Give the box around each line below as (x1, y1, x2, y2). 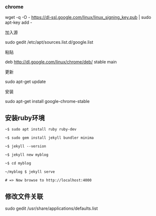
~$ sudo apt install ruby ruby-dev (5, 127, 77, 132)
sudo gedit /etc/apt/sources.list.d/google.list (5, 39, 93, 45)
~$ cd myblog (5, 161, 31, 166)
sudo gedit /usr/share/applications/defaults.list (5, 205, 98, 211)
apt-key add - (5, 19, 32, 25)
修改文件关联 (5, 192, 43, 200)
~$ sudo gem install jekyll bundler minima (5, 135, 94, 140)
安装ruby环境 (5, 114, 45, 122)
